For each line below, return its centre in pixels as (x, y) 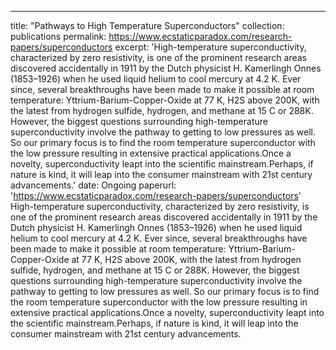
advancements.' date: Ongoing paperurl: (93, 185)
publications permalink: (58, 36)
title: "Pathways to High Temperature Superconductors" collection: (147, 25)
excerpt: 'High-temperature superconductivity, (210, 47)
